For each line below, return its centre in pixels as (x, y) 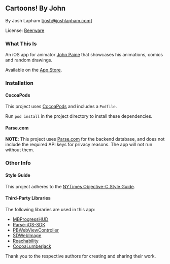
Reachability (26, 241)
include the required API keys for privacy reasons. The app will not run (79, 145)
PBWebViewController (36, 230)
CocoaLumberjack (32, 246)
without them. (20, 150)
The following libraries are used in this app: (50, 209)
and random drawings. (29, 60)
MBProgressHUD (30, 219)
